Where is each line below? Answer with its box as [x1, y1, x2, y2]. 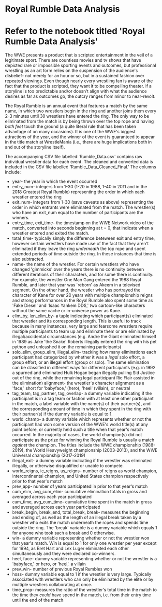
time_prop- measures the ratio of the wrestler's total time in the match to [12, 587, 157, 593]
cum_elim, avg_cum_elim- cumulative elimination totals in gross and [12, 489, 147, 495]
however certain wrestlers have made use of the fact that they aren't [12, 241, 149, 247]
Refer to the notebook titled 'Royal [5, 26, 145, 37]
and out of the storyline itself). [5, 144, 65, 150]
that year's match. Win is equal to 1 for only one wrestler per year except [12, 540, 157, 546]
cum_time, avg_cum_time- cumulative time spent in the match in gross [12, 499, 152, 505]
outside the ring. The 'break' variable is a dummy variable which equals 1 [12, 525, 158, 531]
